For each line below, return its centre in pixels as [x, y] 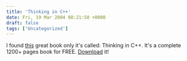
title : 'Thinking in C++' [38, 12]
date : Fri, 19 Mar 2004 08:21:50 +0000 [56, 17]
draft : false [22, 23]
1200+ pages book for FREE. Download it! [58, 52]
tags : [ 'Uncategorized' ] [37, 28]
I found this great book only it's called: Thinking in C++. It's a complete [94, 45]
